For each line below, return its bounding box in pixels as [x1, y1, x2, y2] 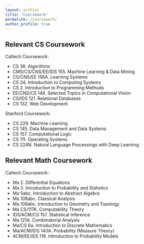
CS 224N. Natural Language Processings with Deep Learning [12, 142, 139, 148]
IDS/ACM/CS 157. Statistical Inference [12, 211, 90, 217]
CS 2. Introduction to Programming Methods [12, 85, 104, 91]
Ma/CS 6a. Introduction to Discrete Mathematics [12, 222, 112, 228]
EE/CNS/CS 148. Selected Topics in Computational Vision [12, 90, 131, 96]
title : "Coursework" [5, 12, 49, 17]
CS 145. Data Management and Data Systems [12, 126, 107, 132]
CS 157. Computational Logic [12, 131, 72, 137]
